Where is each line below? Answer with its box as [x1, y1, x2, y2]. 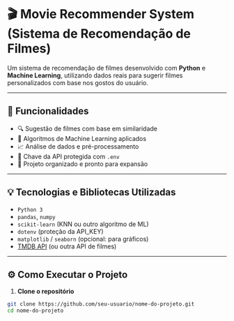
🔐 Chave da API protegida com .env [17, 152, 120, 160]
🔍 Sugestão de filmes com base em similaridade [17, 124, 158, 133]
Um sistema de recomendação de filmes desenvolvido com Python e [7, 64, 206, 72]
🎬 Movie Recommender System [7, 6, 195, 22]
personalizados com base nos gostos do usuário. [7, 78, 148, 87]
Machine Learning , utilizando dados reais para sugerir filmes [7, 71, 183, 80]
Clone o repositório [17, 288, 75, 296]
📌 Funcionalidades [7, 105, 89, 117]
